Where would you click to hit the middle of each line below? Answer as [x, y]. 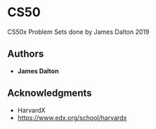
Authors [26, 54]
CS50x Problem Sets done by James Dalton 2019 [78, 32]
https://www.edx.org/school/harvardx [72, 118]
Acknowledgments [50, 93]
